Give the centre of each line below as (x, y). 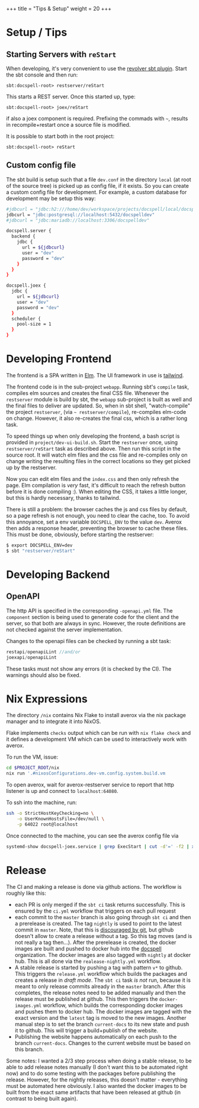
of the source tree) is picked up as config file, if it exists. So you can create (98, 185)
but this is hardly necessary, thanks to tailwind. (63, 498)
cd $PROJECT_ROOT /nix (33, 768)
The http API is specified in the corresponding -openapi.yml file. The (89, 611)
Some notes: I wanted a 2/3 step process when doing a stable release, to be (99, 1061)
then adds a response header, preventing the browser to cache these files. (97, 528)
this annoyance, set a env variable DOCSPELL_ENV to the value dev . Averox (94, 522)
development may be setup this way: (51, 198)
